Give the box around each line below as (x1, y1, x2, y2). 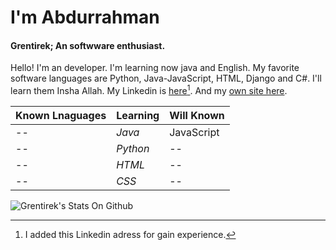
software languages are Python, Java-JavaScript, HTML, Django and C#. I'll (10, 72, 322, 85)
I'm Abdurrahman (10, 6, 160, 29)
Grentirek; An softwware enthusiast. (10, 39, 166, 51)
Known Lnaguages (15, 109, 107, 123)
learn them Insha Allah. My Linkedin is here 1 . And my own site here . (10, 83, 288, 97)
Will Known (169, 109, 225, 123)
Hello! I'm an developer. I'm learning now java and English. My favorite (10, 62, 300, 74)
